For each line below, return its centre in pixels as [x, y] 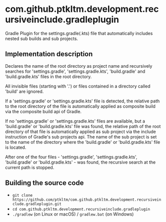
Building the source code [45, 183]
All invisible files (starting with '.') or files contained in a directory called [78, 86]
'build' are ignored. [24, 91]
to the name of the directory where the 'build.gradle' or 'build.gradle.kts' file [83, 142]
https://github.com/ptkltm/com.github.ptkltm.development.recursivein [87, 200]
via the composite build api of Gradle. [43, 111]
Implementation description [49, 54]
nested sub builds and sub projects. [42, 39]
